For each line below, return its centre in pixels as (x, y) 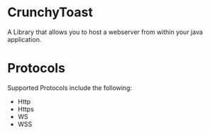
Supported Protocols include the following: (70, 88)
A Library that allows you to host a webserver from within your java (105, 32)
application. (24, 39)
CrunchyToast (50, 12)
